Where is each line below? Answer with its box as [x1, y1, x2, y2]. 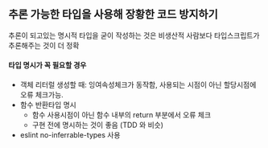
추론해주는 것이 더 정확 [8, 40, 80, 50]
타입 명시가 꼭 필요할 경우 [8, 60, 87, 70]
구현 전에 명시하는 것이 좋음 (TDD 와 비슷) [31, 120, 163, 130]
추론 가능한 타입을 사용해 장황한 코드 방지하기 [8, 7, 219, 22]
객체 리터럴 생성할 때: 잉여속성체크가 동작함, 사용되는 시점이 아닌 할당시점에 [19, 80, 257, 90]
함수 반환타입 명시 [19, 100, 76, 110]
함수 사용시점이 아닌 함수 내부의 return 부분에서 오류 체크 [31, 110, 212, 120]
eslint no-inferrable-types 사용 [19, 130, 121, 140]
